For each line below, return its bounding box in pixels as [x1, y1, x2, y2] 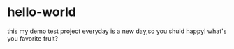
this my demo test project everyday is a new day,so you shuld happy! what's [7, 27, 227, 35]
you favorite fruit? [7, 34, 59, 42]
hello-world [7, 4, 77, 20]
